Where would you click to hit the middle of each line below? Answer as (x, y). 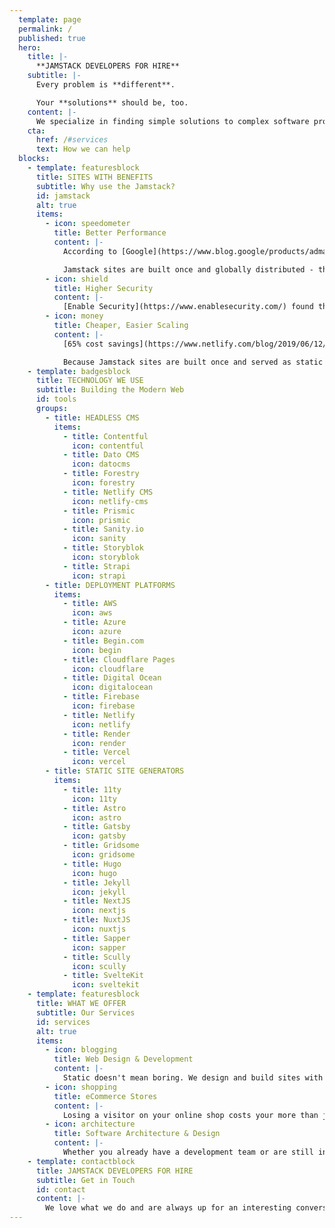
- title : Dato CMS (101, 455)
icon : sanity (99, 539)
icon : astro (97, 817)
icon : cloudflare (108, 669)
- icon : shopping (81, 1087)
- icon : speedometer (88, 224)
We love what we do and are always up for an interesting (168, 1208)
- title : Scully (96, 957)
